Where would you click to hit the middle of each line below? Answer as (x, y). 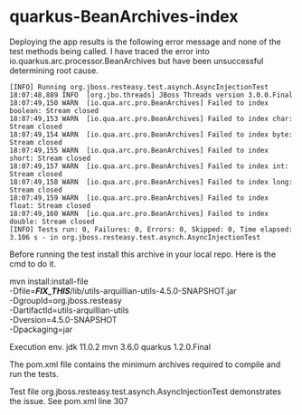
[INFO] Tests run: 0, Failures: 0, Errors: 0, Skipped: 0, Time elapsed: (151, 229)
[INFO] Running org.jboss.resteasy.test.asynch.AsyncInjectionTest (139, 87)
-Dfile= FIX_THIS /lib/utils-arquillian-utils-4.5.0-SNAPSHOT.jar (123, 290)
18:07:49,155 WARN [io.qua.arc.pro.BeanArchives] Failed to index (139, 150)
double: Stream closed (52, 222)
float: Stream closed (50, 205)
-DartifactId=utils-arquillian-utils (69, 310)
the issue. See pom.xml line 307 (69, 401)
